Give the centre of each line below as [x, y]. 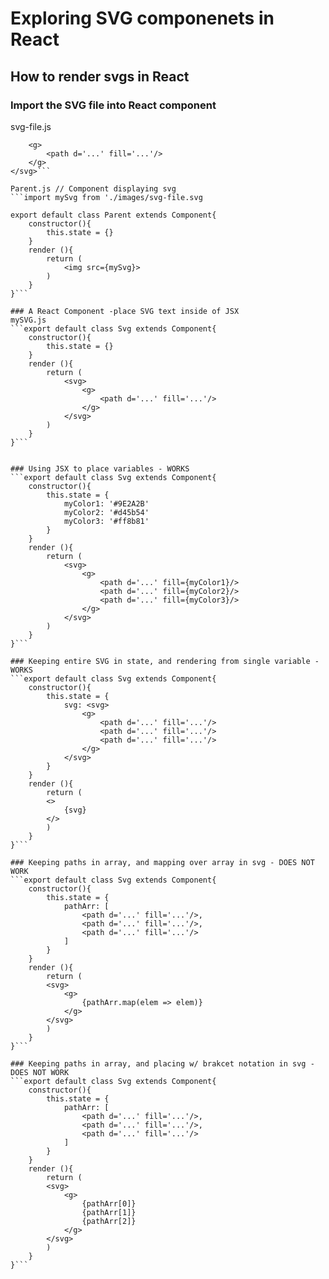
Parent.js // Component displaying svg [93, 188]
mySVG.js [28, 320]
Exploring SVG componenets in [142, 18]
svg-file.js [31, 126]
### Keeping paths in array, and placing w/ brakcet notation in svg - [162, 1063]
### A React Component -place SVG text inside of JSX [125, 311]
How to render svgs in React [100, 76]
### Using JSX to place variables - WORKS [100, 468]
